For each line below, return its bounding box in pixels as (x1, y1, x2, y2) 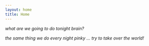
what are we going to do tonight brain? (5, 25, 84, 31)
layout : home (5, 7, 32, 12)
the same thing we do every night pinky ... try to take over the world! (5, 35, 144, 41)
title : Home (5, 12, 30, 17)
